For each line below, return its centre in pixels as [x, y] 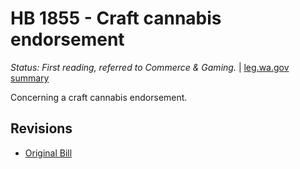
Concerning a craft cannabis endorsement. [99, 97]
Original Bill [48, 153]
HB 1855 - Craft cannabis [116, 18]
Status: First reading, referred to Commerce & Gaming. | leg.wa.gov [150, 67]
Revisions [41, 128]
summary [30, 78]
